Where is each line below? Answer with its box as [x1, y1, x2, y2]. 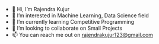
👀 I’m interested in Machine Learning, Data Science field [11, 12, 150, 19]
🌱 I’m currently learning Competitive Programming [11, 18, 135, 25]
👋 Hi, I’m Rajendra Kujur [11, 6, 70, 12]
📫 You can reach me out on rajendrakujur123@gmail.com [11, 32, 153, 38]
